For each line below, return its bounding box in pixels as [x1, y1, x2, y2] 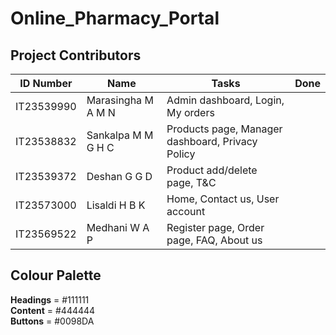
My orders [166, 106, 215, 119]
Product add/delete [166, 163, 258, 177]
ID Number [19, 77, 73, 90]
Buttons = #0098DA [10, 315, 95, 327]
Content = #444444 [10, 304, 96, 316]
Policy [166, 147, 196, 161]
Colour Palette [10, 267, 102, 284]
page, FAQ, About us [166, 233, 263, 247]
